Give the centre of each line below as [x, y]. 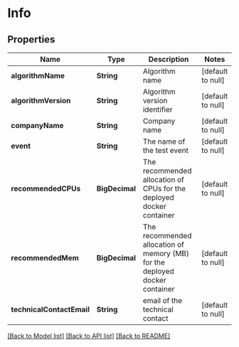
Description [169, 59]
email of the [163, 300]
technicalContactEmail [51, 309]
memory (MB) [166, 253]
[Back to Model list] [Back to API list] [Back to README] [89, 336]
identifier [158, 110]
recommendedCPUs [46, 188]
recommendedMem [45, 258]
